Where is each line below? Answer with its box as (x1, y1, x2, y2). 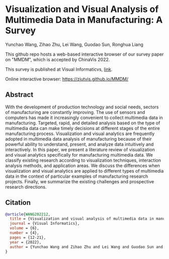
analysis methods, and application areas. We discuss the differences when (5, 162, 160, 169)
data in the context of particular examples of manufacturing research (5, 173, 148, 179)
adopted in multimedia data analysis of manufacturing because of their (5, 136, 152, 142)
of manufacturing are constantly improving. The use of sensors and (5, 109, 145, 115)
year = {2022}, (10, 239, 42, 244)
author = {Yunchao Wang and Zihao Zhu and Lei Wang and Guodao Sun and (10, 244, 163, 249)
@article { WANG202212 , (5, 212, 51, 217)
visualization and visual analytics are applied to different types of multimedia (5, 168, 164, 174)
